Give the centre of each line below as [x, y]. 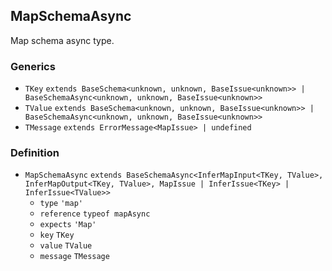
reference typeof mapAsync [95, 214]
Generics [33, 66]
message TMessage [74, 257]
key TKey [57, 235]
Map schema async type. [62, 40]
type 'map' [61, 204]
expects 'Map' [68, 225]
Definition [35, 153]
